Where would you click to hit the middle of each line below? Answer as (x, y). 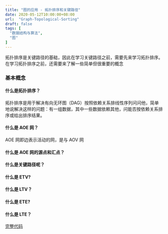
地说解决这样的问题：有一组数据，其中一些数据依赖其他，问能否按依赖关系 (82, 109)
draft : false (19, 24)
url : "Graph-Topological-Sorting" (42, 19)
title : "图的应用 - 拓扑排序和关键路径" (43, 10)
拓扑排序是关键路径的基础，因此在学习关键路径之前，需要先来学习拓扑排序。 (84, 57)
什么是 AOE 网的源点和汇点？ (35, 152)
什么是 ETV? (18, 177)
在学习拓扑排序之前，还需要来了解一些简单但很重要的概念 (64, 64)
